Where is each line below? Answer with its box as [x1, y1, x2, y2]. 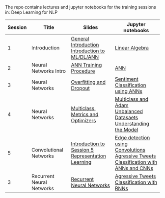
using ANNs [114, 88, 142, 94]
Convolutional [31, 147, 64, 153]
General [71, 35, 89, 42]
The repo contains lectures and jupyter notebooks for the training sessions [5, 4, 156, 10]
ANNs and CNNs [114, 165, 154, 172]
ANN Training [71, 62, 102, 68]
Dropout [71, 85, 90, 91]
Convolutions [114, 147, 146, 153]
